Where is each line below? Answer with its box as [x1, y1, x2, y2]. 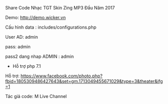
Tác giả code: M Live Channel [5, 93, 67, 99]
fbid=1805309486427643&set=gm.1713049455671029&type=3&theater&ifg [5, 78, 163, 84]
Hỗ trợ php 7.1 [12, 63, 41, 69]
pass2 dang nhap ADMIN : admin [5, 53, 74, 59]
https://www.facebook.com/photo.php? [20, 73, 103, 79]
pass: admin [5, 44, 31, 50]
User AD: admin [5, 34, 38, 40]
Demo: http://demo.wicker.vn [5, 15, 66, 20]
